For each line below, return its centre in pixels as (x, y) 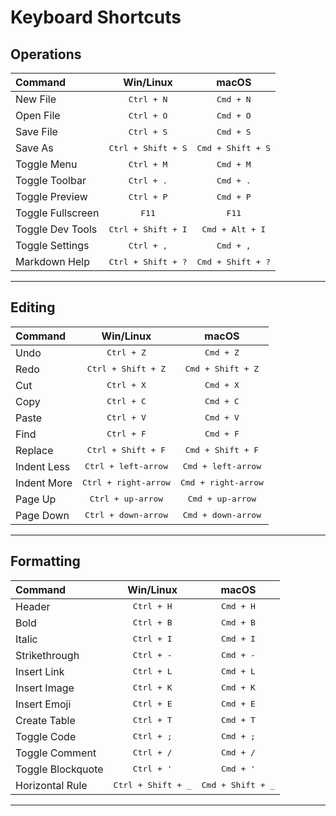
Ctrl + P (148, 196)
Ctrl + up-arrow (126, 499)
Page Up (36, 499)
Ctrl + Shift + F (126, 450)
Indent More (44, 483)
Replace (34, 450)
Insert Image (45, 688)
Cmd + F (222, 434)
